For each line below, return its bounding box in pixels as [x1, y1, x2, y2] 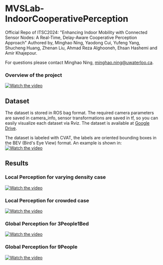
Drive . [5, 125, 17, 132]
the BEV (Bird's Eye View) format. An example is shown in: [5, 140, 122, 146]
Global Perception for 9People [5, 244, 78, 250]
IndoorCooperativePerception [5, 13, 128, 24]
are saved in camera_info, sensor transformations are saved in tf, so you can [5, 115, 158, 121]
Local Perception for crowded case [5, 197, 90, 204]
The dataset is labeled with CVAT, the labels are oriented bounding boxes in [5, 135, 157, 141]
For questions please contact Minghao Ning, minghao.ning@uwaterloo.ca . [5, 59, 154, 65]
